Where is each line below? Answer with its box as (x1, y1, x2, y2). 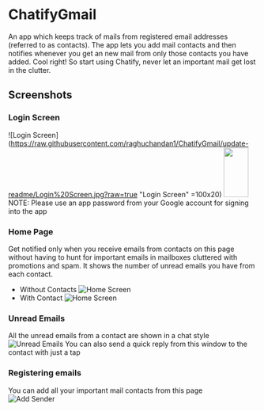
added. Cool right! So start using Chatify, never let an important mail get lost (8, 57, 256, 67)
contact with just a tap (8, 348, 81, 357)
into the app (8, 206, 47, 215)
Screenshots (8, 89, 73, 102)
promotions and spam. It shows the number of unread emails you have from (8, 261, 255, 270)
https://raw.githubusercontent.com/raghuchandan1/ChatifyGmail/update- (10, 139, 249, 148)
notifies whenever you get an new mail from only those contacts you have (8, 48, 249, 58)
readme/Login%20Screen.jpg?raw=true (8, 189, 138, 199)
